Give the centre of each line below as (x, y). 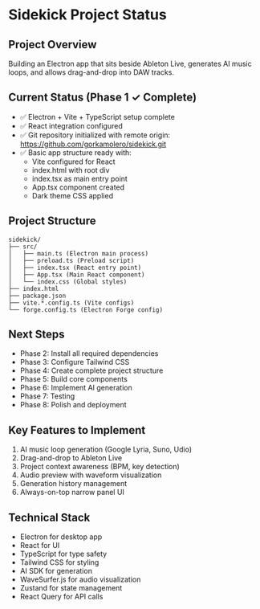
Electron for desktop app (61, 537)
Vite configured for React (73, 161)
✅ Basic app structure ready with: (76, 152)
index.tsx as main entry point (80, 178)
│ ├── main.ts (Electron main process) (79, 253)
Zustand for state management (71, 588)
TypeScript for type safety (63, 554)
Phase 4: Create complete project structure (91, 370)
